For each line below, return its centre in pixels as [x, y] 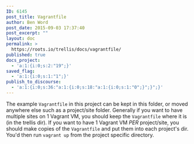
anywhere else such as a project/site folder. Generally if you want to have [94, 110]
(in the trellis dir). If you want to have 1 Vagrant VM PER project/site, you [93, 122]
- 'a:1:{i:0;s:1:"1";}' [40, 76]
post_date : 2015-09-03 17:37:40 [45, 28]
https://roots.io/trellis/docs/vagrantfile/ [66, 50]
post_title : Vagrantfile [36, 17]
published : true [26, 55]
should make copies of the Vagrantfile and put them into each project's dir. [97, 128]
